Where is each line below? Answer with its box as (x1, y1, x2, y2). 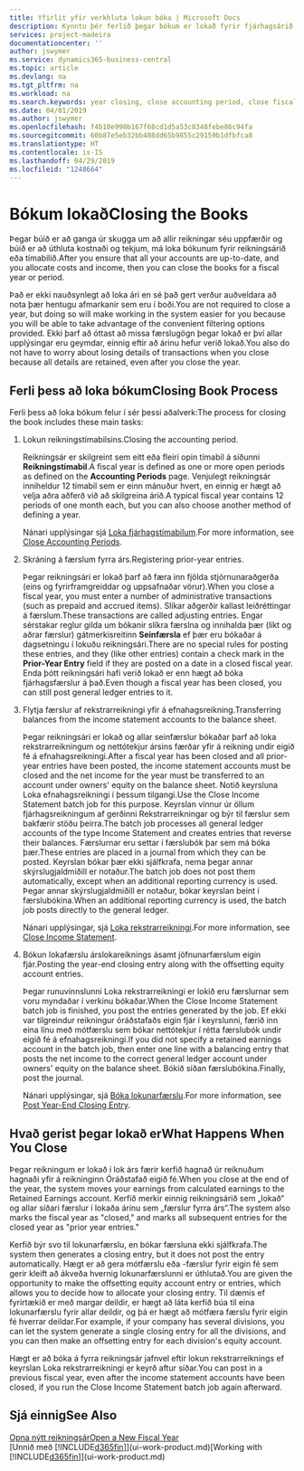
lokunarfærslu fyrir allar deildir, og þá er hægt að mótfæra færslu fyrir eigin (9, 1306, 288, 1317)
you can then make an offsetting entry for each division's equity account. (9, 1335, 282, 1346)
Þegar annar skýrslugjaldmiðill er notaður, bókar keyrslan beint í (22, 886, 260, 897)
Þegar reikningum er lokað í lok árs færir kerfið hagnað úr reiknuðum (9, 1163, 264, 1174)
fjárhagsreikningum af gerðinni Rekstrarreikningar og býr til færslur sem (22, 809, 290, 820)
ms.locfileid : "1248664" (9, 165, 103, 174)
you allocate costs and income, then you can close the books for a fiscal (9, 262, 280, 273)
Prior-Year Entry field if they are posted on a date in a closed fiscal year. (22, 658, 294, 669)
